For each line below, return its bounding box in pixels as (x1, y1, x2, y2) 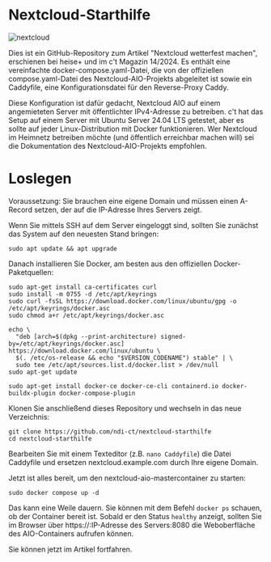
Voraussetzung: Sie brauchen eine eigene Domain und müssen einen (8, 196, 239, 205)
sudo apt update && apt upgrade (8, 244, 117, 252)
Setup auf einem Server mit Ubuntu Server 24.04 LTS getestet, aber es (8, 115, 244, 125)
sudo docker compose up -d (8, 488, 100, 497)
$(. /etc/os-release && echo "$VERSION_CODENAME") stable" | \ (15, 353, 233, 361)
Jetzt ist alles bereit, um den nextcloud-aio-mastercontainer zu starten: (8, 473, 246, 483)
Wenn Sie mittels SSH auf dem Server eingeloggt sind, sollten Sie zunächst (8, 220, 259, 230)
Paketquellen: (8, 267, 54, 277)
